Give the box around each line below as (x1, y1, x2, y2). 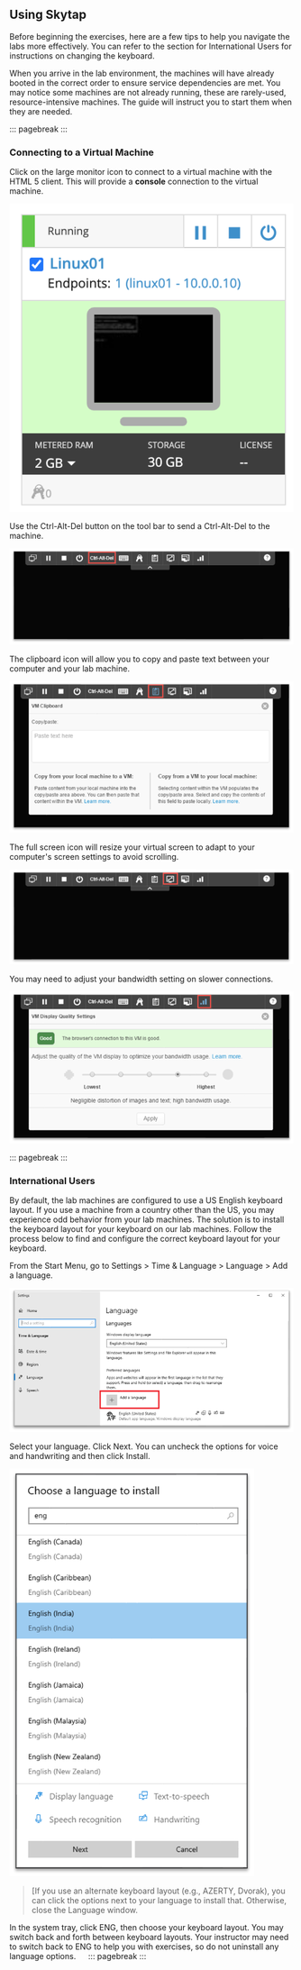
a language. (9, 1270, 53, 1281)
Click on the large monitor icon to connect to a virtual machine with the (9, 167, 273, 178)
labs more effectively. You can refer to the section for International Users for (9, 41, 292, 51)
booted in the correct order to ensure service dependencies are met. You (9, 77, 281, 88)
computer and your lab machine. (9, 662, 131, 674)
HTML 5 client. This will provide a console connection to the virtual (9, 176, 259, 187)
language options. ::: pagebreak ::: (9, 1951, 147, 1962)
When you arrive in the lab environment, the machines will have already (9, 68, 275, 78)
